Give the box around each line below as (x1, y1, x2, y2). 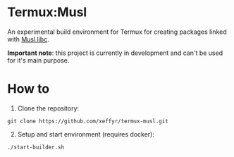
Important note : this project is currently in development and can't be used (7, 49, 223, 57)
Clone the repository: (17, 103, 80, 113)
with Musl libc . (7, 34, 49, 43)
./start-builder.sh (7, 144, 65, 151)
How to (7, 81, 50, 97)
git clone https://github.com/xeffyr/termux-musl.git (7, 118, 169, 125)
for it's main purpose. (7, 56, 70, 64)
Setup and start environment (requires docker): (17, 130, 155, 138)
